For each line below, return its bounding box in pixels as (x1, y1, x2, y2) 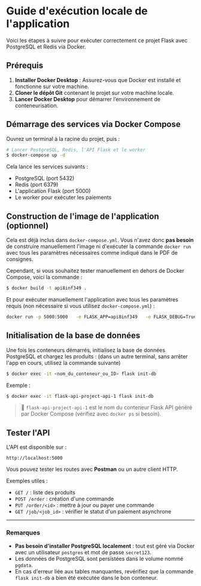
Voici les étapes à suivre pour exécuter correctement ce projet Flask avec (6, 37, 188, 44)
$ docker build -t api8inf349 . (6, 285, 87, 291)
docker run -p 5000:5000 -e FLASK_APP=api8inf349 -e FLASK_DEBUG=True (6, 314, 197, 320)
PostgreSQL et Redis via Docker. (6, 43, 86, 50)
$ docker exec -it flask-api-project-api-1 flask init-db (6, 393, 154, 399)
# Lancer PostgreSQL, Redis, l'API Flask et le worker (6, 147, 146, 153)
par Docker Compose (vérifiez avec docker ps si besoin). (20, 410, 162, 418)
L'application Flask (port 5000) (14, 188, 91, 195)
